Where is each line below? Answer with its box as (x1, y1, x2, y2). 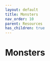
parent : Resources (5, 21, 43, 26)
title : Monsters (5, 12, 38, 17)
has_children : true (5, 26, 45, 31)
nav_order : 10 (5, 16, 34, 21)
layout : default (5, 7, 38, 12)
